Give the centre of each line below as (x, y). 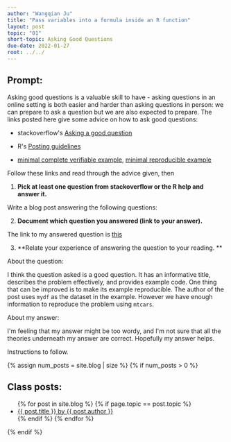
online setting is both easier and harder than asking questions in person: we (115, 104)
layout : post (26, 26)
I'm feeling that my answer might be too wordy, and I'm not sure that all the (114, 331)
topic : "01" (24, 33)
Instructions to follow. (38, 352)
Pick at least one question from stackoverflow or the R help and (110, 186)
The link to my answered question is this (65, 234)
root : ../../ (26, 53)
